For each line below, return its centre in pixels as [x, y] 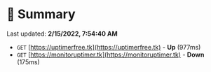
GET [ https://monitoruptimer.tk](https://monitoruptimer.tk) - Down [110, 55]
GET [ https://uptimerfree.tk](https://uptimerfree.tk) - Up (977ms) [109, 47]
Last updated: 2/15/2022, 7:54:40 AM [62, 34]
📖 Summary [41, 14]
